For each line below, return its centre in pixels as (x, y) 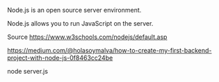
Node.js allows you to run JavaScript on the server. (80, 23)
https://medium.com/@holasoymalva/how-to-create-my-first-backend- (109, 50)
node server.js (28, 71)
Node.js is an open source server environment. (74, 10)
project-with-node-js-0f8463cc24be (60, 58)
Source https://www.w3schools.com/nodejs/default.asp (87, 37)
